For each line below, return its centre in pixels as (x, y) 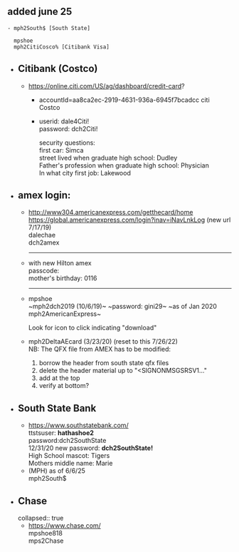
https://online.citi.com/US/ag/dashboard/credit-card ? (106, 86)
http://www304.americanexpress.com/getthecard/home (111, 213)
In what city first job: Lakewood (85, 173)
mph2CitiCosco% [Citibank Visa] (62, 47)
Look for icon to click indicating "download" (92, 328)
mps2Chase (46, 541)
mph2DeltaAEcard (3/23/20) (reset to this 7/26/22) (103, 342)
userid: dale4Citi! (64, 121)
